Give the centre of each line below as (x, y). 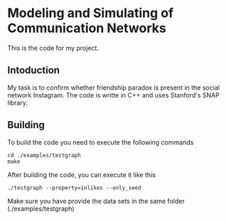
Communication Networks (87, 28)
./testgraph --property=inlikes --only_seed (74, 188)
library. (18, 103)
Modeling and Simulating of (91, 13)
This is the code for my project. (53, 48)
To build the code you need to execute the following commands (101, 142)
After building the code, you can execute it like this (81, 174)
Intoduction (34, 70)
